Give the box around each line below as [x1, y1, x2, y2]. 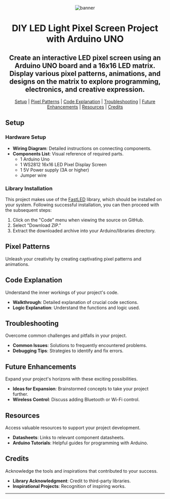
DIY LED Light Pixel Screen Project [12, 23, 158, 34]
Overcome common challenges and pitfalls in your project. [5, 332, 127, 339]
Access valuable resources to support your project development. [5, 425, 141, 431]
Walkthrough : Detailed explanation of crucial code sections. [12, 299, 139, 305]
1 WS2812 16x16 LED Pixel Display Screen [20, 161, 107, 167]
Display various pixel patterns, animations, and [9, 69, 161, 78]
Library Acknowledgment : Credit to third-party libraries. [12, 478, 131, 484]
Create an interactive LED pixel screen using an [9, 53, 161, 62]
